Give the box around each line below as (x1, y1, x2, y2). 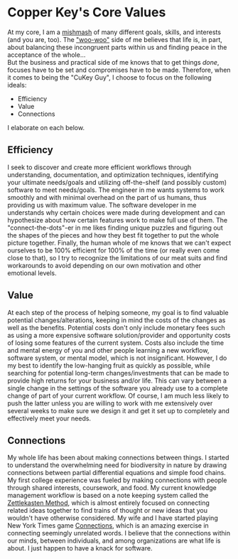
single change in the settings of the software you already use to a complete (7, 383, 229, 392)
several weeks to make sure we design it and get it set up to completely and (7, 406, 229, 415)
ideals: (7, 80, 27, 89)
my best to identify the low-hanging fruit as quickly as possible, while (7, 361, 211, 370)
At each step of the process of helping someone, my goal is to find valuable (7, 308, 229, 316)
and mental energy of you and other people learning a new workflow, (7, 346, 210, 354)
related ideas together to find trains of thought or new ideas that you (7, 506, 208, 515)
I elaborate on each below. (7, 123, 85, 132)
